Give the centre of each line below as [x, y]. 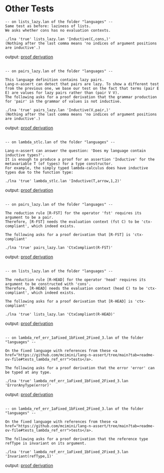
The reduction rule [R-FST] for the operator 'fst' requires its [73, 213]
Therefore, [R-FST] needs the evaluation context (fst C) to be [72, 222]
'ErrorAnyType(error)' [28, 385]
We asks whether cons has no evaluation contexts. [58, 30]
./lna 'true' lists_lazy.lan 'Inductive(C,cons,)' [58, 39]
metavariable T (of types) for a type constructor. [59, 163]
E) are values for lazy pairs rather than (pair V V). [62, 93]
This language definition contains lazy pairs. [55, 79]
